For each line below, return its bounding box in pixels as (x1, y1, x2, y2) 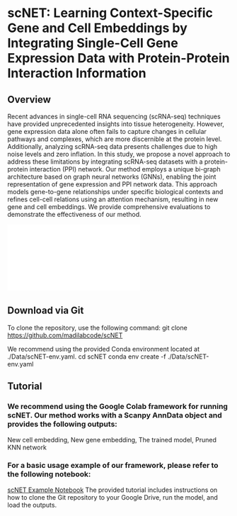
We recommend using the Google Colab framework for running (7, 402, 229, 412)
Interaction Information (7, 65, 146, 82)
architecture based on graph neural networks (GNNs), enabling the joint (7, 172, 216, 181)
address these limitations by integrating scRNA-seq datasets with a (7, 157, 203, 166)
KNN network (7, 443, 47, 451)
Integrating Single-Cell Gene (7, 35, 178, 51)
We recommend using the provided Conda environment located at (7, 344, 200, 353)
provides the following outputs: (7, 420, 118, 430)
